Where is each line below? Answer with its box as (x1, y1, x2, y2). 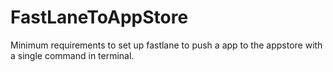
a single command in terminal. (10, 49, 135, 61)
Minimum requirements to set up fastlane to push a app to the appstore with (10, 39, 323, 51)
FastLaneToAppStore (10, 6, 189, 29)
